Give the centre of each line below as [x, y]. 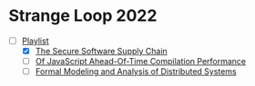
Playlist [35, 41]
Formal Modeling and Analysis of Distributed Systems [136, 72]
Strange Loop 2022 [83, 16]
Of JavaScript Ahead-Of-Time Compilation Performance [141, 62]
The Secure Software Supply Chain [101, 51]
